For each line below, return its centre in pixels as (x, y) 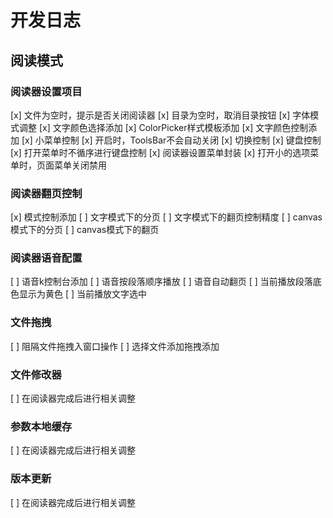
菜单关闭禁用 (80, 165)
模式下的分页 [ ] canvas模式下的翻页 (85, 230)
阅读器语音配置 (46, 258)
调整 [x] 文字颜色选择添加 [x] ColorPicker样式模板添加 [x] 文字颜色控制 (163, 127)
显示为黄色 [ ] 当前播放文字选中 (83, 294)
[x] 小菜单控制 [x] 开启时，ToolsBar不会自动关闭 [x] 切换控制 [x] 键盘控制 (171, 140)
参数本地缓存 (41, 426)
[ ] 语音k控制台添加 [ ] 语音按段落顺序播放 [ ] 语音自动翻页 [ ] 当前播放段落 (161, 282)
